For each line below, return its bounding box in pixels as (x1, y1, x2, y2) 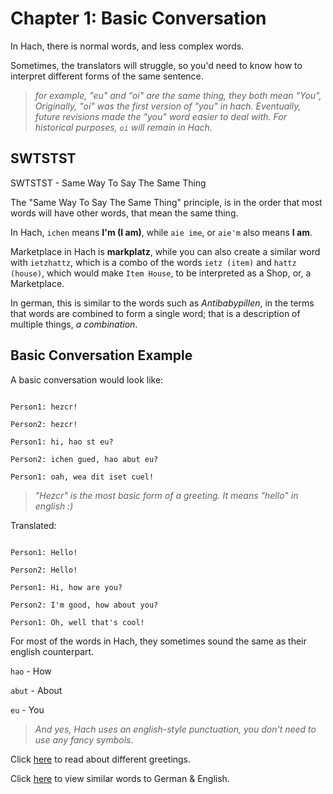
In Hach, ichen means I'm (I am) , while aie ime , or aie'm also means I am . (10, 226, 313, 238)
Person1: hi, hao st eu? (10, 437, 114, 447)
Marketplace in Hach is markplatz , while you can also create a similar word (10, 245, 321, 257)
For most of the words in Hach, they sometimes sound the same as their (10, 635, 307, 647)
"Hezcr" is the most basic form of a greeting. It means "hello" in (34, 489, 299, 501)
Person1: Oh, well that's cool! (10, 617, 145, 627)
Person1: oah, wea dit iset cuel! (10, 472, 155, 482)
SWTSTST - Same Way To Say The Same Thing (10, 177, 207, 189)
